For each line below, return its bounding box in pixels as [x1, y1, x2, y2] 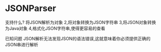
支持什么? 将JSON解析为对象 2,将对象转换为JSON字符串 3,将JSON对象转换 [5, 19, 156, 25]
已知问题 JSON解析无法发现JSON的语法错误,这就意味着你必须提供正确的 [5, 36, 151, 41]
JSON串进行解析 [5, 41, 39, 47]
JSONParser [5, 3, 56, 14]
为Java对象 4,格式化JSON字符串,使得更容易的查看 [5, 25, 106, 31]
